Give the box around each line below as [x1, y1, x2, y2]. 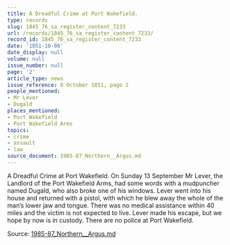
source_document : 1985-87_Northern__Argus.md [7, 152, 141, 160]
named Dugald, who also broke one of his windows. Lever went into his [7, 186, 211, 195]
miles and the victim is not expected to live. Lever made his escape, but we [7, 208, 222, 216]
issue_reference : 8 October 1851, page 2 [7, 81, 129, 88]
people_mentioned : [7, 88, 60, 95]
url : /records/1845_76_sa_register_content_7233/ [7, 29, 154, 37]
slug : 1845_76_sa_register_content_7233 [7, 23, 126, 30]
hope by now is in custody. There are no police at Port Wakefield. [7, 216, 194, 224]
